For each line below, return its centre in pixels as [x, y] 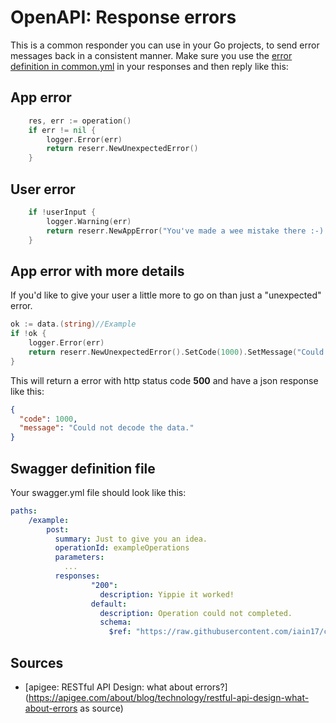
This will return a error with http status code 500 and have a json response [164, 380]
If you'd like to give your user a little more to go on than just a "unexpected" [166, 295]
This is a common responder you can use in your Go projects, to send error [165, 45]
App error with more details [97, 271]
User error [43, 189]
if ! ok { [28, 334]
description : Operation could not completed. [196, 613]
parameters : [79, 557]
